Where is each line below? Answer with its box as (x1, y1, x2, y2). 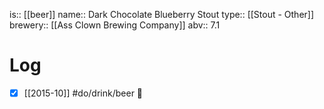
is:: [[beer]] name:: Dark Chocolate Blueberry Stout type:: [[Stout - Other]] (9, 9, 315, 20)
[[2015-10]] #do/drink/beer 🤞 (23, 87, 144, 99)
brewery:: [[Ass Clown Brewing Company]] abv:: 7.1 (9, 19, 221, 31)
